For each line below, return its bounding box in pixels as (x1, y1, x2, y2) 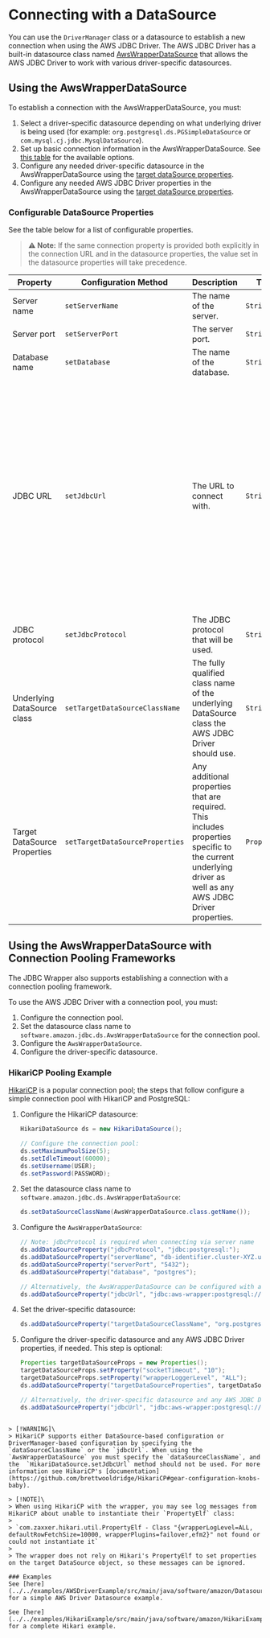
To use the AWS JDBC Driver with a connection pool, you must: (8, 997, 219, 1006)
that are (191, 791, 221, 802)
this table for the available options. (19, 152, 135, 162)
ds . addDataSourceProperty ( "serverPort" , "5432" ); (19, 1261, 190, 1269)
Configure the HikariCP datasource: (19, 1109, 138, 1119)
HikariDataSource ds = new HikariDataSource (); (19, 1125, 183, 1134)
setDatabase (64, 358, 111, 367)
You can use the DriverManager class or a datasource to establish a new (8, 32, 246, 42)
